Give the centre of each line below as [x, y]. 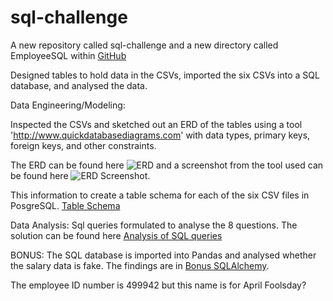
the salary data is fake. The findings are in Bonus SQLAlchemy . [140, 265]
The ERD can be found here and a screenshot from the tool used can [167, 165]
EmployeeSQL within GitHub [68, 55]
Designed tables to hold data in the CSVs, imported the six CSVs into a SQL [165, 75]
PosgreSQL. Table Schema [65, 205]
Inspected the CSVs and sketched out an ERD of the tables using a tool [156, 124]
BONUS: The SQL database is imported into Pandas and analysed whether [163, 255]
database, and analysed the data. [79, 85]
